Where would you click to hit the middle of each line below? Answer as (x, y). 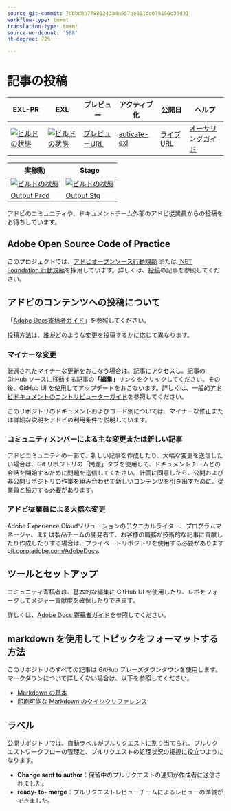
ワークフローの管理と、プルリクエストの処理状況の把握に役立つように (124, 752)
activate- (134, 134)
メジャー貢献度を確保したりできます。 (85, 601)
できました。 (35, 801)
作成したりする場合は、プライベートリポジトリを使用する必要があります (121, 543)
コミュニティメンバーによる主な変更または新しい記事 (95, 439)
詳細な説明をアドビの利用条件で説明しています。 (82, 420)
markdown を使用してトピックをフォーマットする (113, 639)
